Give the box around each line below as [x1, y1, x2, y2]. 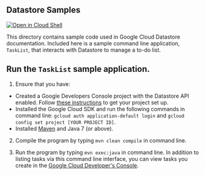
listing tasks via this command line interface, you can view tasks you [15, 155, 188, 162]
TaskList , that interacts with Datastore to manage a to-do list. [6, 46, 161, 53]
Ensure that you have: [15, 80, 70, 88]
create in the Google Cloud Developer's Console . [15, 161, 139, 169]
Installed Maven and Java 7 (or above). [15, 125, 114, 132]
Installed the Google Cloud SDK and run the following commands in [15, 105, 185, 112]
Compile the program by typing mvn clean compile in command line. [15, 136, 187, 144]
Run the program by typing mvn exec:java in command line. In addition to [15, 149, 199, 156]
